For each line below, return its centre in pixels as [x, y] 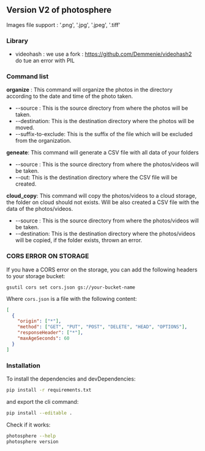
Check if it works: [28, 425]
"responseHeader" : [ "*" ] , [50, 333]
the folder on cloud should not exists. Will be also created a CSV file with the [103, 202]
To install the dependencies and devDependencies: [71, 379]
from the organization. [43, 141]
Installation [24, 365]
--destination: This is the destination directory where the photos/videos [105, 234]
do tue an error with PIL [45, 61]
